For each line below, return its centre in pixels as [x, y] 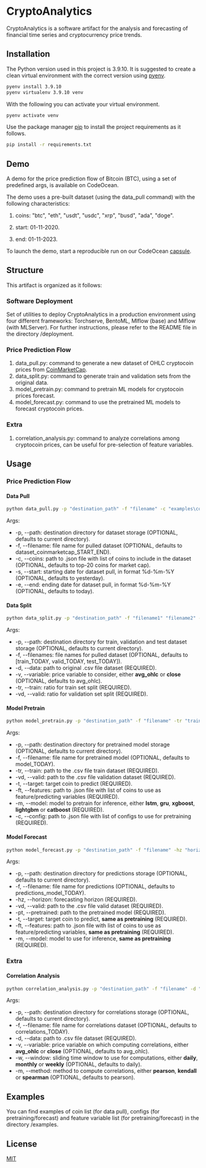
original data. [32, 383]
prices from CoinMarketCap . [51, 370]
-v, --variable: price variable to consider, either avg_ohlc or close [98, 674]
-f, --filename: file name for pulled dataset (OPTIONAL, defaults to [99, 546]
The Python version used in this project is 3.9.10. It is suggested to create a [101, 69]
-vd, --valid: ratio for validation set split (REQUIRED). [82, 694]
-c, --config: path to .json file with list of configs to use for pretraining [103, 816]
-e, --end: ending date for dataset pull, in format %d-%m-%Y [93, 585]
